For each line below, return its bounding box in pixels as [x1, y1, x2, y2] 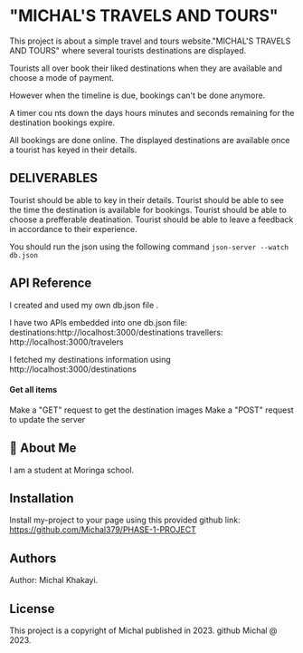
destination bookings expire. [9, 117, 116, 128]
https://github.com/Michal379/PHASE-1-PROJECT [9, 524, 196, 535]
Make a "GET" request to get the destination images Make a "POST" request [9, 404, 294, 415]
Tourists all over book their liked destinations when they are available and [9, 63, 283, 73]
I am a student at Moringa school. [9, 464, 135, 475]
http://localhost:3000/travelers [9, 336, 124, 347]
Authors [9, 551, 57, 566]
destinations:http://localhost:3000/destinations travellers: [9, 326, 223, 337]
